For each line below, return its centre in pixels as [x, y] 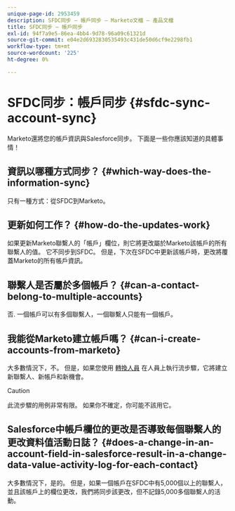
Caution [19, 390]
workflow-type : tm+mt [39, 46]
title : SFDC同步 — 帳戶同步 [45, 27]
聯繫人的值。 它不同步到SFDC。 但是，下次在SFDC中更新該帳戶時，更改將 [115, 252]
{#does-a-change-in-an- [157, 442]
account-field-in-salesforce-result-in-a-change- [117, 454]
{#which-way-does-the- [156, 172]
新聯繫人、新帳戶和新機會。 [47, 376]
